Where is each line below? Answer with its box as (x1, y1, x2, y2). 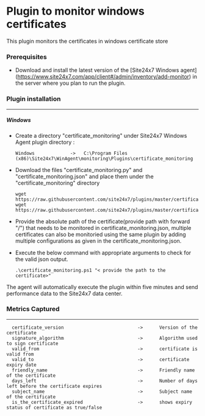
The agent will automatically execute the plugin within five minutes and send (6, 283, 198, 290)
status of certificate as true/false (6, 404, 103, 411)
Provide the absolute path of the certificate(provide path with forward (15, 218, 190, 225)
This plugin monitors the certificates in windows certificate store (6, 37, 168, 45)
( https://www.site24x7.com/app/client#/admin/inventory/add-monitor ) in (15, 73, 197, 81)
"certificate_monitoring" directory (15, 179, 100, 187)
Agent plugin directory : (15, 138, 75, 146)
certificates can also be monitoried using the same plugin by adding (15, 231, 186, 238)
